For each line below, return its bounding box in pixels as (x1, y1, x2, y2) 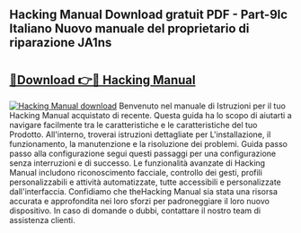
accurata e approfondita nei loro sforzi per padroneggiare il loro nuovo (9, 196, 270, 206)
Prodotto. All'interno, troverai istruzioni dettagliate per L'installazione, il (9, 129, 271, 140)
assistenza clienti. (9, 215, 76, 225)
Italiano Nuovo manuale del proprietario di (9, 22, 250, 37)
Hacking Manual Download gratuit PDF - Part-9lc (9, 7, 288, 22)
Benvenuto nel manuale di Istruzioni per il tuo (119, 100, 286, 111)
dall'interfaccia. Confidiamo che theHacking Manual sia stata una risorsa (9, 186, 279, 196)
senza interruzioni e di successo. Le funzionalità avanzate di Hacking (9, 158, 266, 168)
